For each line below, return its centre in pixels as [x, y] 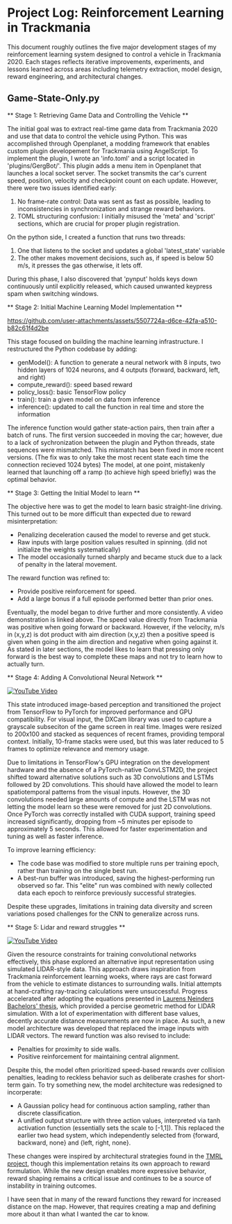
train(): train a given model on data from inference [89, 399]
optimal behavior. [32, 479]
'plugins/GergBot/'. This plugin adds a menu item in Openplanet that [104, 166]
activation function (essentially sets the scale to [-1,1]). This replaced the [121, 1128]
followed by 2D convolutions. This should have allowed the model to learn [113, 784]
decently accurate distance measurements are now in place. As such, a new [116, 1021]
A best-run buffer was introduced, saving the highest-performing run [116, 878]
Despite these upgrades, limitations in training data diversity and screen [110, 906]
